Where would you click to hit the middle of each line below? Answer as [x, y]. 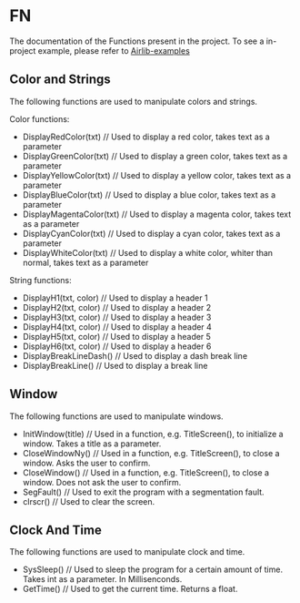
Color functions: [40, 118]
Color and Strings [60, 80]
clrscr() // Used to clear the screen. [89, 501]
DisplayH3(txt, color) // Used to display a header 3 [117, 317]
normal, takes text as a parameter [85, 262]
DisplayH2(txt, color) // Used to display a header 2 [117, 307]
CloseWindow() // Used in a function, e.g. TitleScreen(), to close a [146, 472]
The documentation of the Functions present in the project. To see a [137, 41]
